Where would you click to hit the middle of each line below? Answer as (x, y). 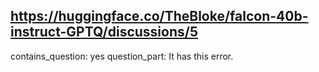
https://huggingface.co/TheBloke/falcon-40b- (159, 16)
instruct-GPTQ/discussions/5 (104, 32)
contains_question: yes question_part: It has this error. (122, 56)
